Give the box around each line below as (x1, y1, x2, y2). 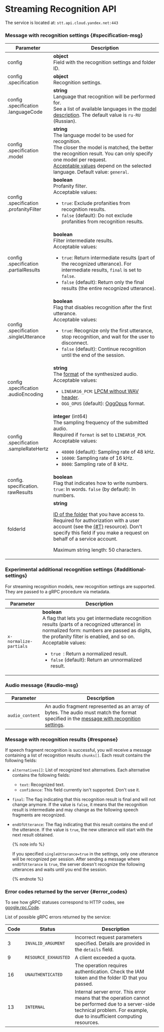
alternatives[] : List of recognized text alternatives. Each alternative (12, 767, 150, 773)
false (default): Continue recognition (61, 345, 146, 352)
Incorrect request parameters (75, 934, 143, 941)
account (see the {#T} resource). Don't (53, 523, 143, 530)
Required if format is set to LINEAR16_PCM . (53, 431, 146, 438)
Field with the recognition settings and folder (53, 59, 156, 66)
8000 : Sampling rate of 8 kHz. (61, 461, 128, 467)
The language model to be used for (53, 132, 134, 139)
